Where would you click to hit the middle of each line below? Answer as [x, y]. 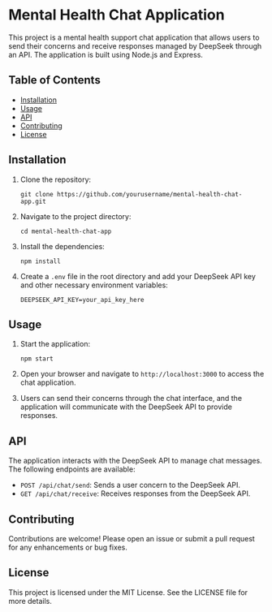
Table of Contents [55, 80]
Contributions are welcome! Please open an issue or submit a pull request [132, 539]
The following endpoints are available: [72, 469]
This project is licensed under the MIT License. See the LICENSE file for [128, 592]
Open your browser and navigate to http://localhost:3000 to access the [142, 374]
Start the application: [55, 344]
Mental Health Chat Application [117, 15]
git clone [37, 194]
